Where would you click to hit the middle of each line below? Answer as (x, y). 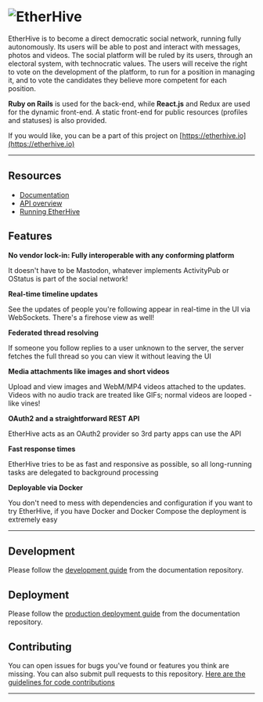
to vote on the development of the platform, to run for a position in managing (131, 71)
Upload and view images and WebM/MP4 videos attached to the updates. (127, 386)
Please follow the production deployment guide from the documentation (124, 614)
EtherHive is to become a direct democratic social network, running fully (125, 38)
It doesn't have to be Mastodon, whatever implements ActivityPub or (119, 270)
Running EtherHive (50, 211)
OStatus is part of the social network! (68, 278)
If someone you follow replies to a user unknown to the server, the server (126, 347)
